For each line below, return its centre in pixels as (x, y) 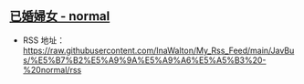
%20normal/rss (52, 69)
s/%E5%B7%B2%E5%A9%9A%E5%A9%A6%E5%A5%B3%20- (144, 60)
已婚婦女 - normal (60, 16)
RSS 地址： (44, 40)
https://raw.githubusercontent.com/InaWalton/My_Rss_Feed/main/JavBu (158, 50)
